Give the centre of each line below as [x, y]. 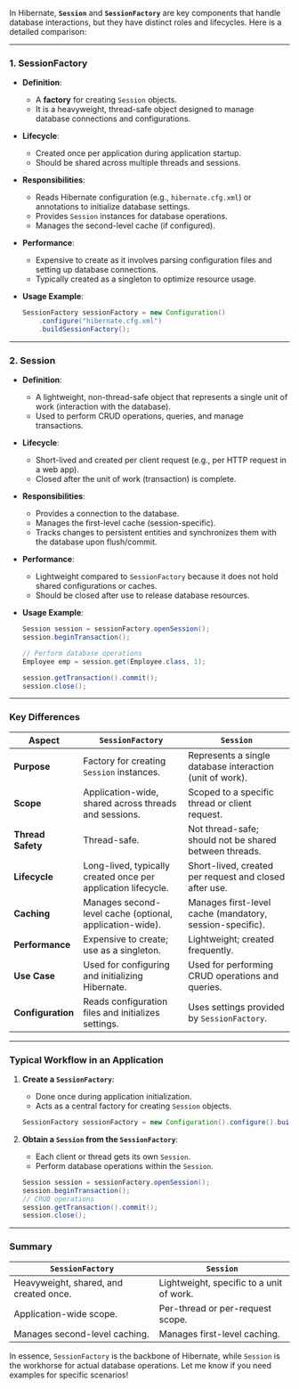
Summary [31, 1246]
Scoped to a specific [231, 792]
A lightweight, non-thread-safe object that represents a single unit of [162, 397]
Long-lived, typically [127, 865]
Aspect [44, 740]
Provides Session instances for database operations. [132, 217]
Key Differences [44, 717]
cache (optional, [139, 913]
